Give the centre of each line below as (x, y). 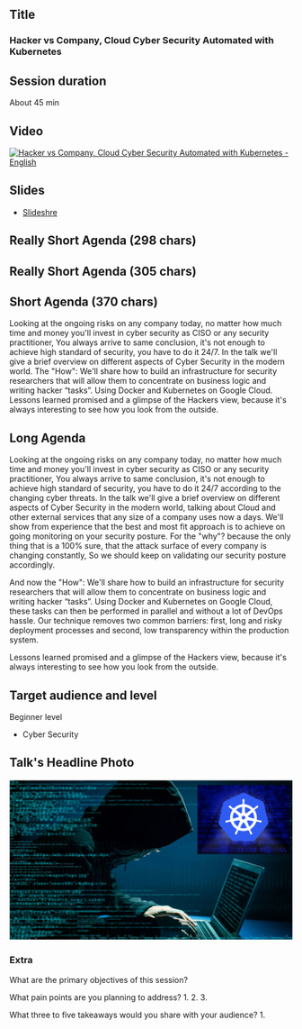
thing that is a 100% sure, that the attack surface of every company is (138, 546)
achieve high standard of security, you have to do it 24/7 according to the (145, 488)
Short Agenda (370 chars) (84, 301)
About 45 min (35, 103)
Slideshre (40, 212)
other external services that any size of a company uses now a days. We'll (147, 517)
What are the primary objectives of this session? (99, 979)
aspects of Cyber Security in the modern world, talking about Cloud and (142, 507)
